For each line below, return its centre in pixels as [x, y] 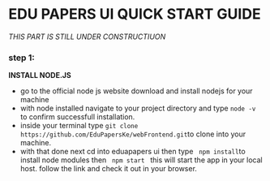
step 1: [21, 58]
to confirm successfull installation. [77, 117]
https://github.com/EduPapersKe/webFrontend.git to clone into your [133, 134]
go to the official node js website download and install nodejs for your [136, 91]
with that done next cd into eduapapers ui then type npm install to [133, 152]
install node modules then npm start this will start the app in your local [141, 160]
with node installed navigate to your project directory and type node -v [138, 108]
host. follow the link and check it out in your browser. [108, 169]
